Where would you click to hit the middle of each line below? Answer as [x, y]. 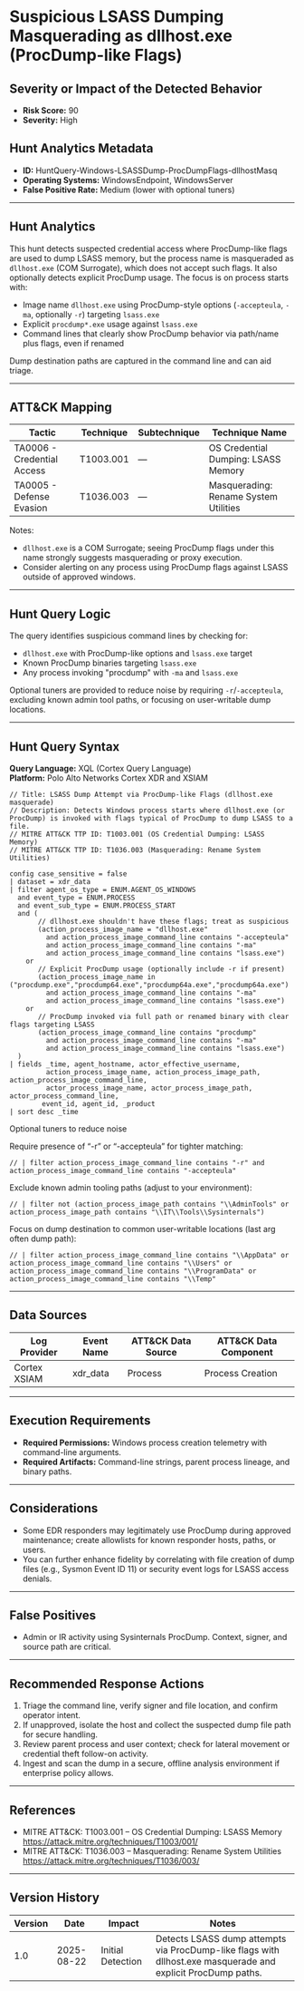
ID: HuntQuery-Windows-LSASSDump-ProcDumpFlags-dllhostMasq [150, 170]
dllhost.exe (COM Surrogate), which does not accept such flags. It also [143, 267]
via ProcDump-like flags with [218, 1949]
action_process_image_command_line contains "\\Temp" [113, 1279]
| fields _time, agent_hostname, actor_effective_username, [125, 1064]
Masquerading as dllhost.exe [121, 36]
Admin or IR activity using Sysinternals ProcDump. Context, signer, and [155, 1637]
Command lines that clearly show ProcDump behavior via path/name [151, 334]
